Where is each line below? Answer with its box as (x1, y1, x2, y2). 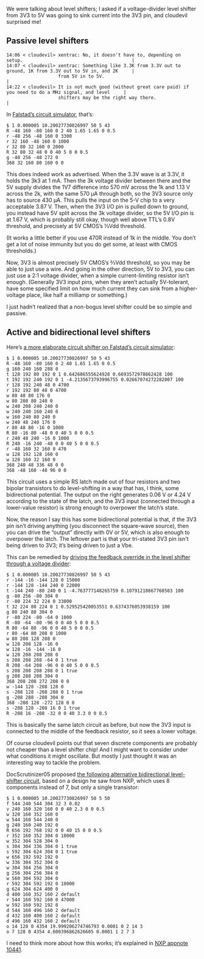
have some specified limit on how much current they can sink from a (6, 285, 178, 292)
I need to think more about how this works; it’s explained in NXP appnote (6, 939, 189, 947)
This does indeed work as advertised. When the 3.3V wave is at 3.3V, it (6, 170, 185, 177)
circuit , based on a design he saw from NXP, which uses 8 (23, 777, 171, 784)
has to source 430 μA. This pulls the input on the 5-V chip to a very (6, 196, 175, 204)
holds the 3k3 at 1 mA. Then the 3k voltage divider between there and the (6, 177, 191, 184)
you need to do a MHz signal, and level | (6, 89, 127, 95)
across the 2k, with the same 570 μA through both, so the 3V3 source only (6, 190, 193, 197)
